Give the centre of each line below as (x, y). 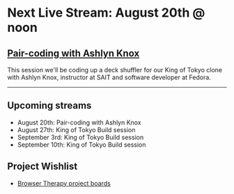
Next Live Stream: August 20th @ (106, 13)
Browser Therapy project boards (64, 183)
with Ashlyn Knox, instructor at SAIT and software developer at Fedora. (109, 77)
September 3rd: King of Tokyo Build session (80, 137)
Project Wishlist (42, 167)
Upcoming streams (49, 106)
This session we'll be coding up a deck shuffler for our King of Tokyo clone (115, 70)
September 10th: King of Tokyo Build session (81, 145)
